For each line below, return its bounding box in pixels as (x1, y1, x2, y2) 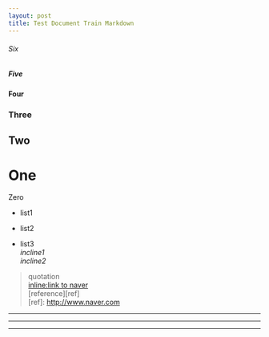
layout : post (8, 11, 52, 20)
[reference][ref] (27, 289, 80, 298)
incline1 (19, 248, 45, 258)
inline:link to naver (27, 280, 89, 290)
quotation (27, 272, 60, 282)
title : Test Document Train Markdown (8, 19, 134, 27)
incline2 (19, 256, 46, 266)
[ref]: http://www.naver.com (27, 298, 120, 307)
